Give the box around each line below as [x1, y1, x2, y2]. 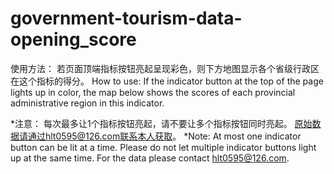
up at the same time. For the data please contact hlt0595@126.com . [10, 152, 290, 164]
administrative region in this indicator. [10, 97, 165, 109]
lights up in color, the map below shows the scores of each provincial [10, 86, 296, 98]
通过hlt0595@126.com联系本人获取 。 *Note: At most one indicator [27, 130, 302, 142]
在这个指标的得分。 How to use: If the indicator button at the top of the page [10, 75, 324, 87]
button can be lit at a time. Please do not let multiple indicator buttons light [10, 141, 317, 153]
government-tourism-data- [10, 7, 243, 30]
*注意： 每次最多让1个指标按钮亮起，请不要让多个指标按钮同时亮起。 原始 [10, 117, 313, 129]
